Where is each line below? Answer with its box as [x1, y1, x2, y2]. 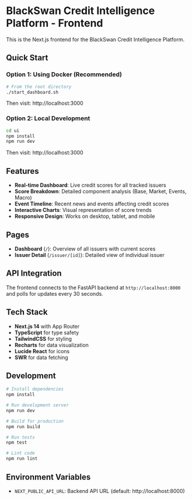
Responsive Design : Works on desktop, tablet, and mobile [14, 213, 155, 220]
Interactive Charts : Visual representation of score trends [14, 207, 152, 214]
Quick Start [6, 53, 48, 63]
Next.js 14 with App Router [14, 323, 80, 330]
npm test [6, 440, 27, 446]
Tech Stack [6, 307, 48, 317]
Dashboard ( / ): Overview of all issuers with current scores [14, 245, 156, 252]
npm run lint [6, 456, 38, 462]
